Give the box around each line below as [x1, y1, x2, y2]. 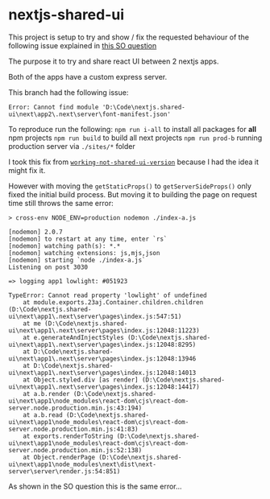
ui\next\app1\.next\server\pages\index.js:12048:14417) [8, 382, 200, 391]
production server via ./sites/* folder [8, 141, 135, 151]
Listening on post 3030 [8, 263, 89, 271]
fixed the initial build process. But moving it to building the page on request [8, 189, 258, 199]
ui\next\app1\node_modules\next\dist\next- [8, 460, 157, 468]
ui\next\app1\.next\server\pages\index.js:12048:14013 [8, 369, 197, 377]
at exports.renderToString [23, 432, 114, 440]
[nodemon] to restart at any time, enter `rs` [8, 235, 168, 243]
